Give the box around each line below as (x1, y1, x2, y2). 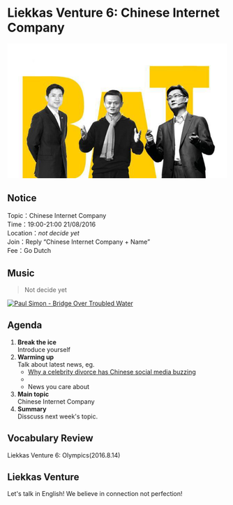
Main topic (17, 390, 50, 398)
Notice (7, 192, 37, 204)
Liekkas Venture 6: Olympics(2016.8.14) (7, 451, 121, 459)
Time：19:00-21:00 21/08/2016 (7, 220, 96, 228)
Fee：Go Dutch (7, 247, 51, 255)
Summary (17, 404, 47, 413)
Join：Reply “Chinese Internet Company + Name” (7, 237, 151, 246)
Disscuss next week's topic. (17, 412, 98, 420)
